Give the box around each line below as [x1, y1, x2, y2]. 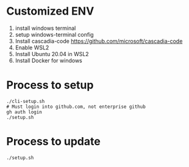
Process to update [6, 135, 101, 149]
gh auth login [6, 108, 43, 115]
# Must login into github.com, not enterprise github [6, 104, 146, 110]
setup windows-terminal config [15, 30, 94, 38]
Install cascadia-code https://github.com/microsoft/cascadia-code [15, 37, 183, 44]
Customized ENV [6, 4, 94, 18]
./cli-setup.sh [6, 98, 45, 104]
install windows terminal [15, 24, 76, 32]
